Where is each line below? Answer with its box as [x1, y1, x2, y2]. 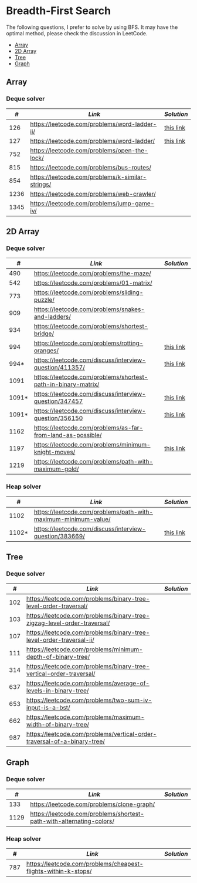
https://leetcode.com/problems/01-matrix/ [33, 279, 152, 287]
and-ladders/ [33, 313, 72, 321]
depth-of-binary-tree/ [26, 653, 90, 661]
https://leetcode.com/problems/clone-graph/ [30, 800, 155, 808]
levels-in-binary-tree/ [26, 687, 89, 695]
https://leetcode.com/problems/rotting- [33, 339, 144, 348]
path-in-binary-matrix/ [33, 381, 100, 389]
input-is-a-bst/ [26, 704, 70, 712]
